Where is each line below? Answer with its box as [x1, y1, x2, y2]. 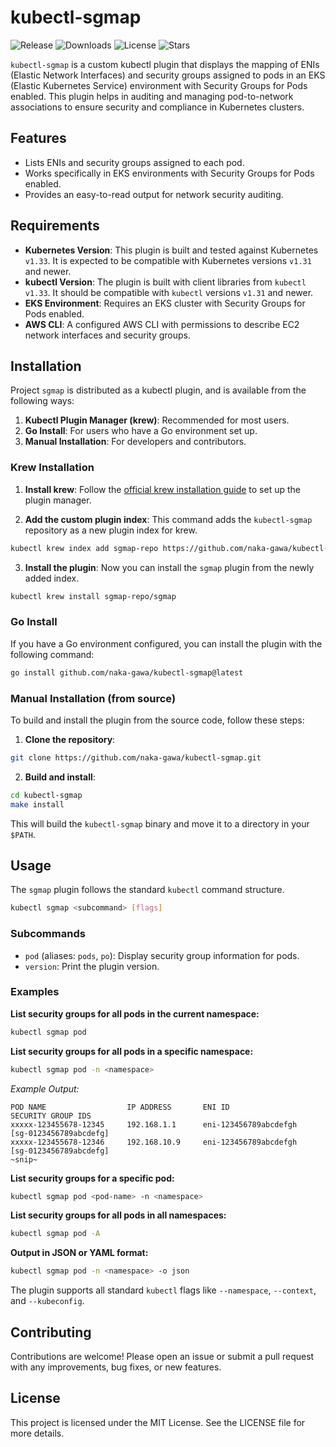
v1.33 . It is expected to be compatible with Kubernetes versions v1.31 [24, 254, 312, 266]
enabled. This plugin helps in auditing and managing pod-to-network [10, 90, 294, 102]
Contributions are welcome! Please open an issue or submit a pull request [10, 1350, 315, 1362]
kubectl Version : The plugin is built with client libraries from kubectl [24, 276, 307, 288]
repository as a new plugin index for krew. [24, 524, 198, 536]
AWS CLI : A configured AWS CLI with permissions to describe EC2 [24, 318, 300, 330]
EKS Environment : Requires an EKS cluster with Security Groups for [24, 297, 306, 309]
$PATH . [10, 828, 36, 840]
